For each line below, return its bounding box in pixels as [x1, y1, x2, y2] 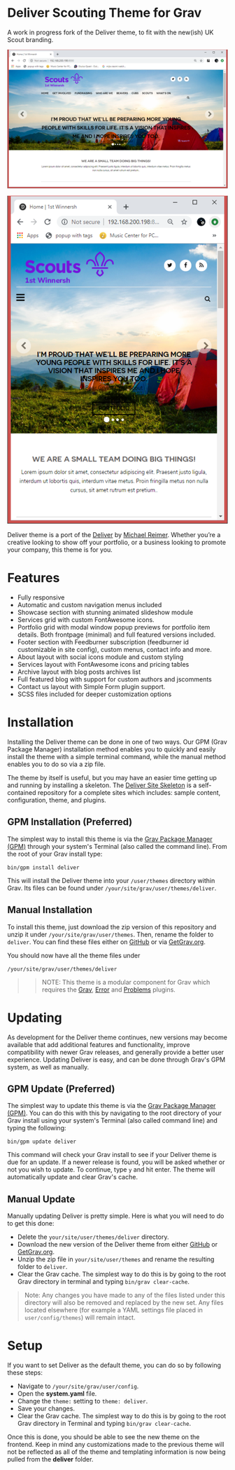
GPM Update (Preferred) [7, 1083, 115, 1095]
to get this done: [7, 1219, 55, 1228]
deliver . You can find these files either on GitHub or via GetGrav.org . [7, 937, 206, 946]
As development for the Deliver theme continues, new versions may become [7, 1033, 227, 1041]
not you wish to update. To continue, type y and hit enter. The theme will [7, 1165, 215, 1174]
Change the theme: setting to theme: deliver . [17, 1397, 148, 1406]
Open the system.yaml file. [17, 1389, 97, 1398]
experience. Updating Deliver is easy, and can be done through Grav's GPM [7, 1055, 226, 1064]
